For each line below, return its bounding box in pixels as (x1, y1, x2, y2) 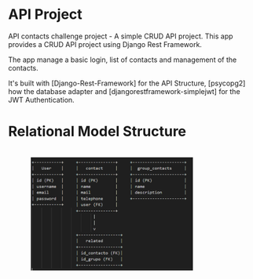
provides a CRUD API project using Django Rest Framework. (8, 39, 203, 49)
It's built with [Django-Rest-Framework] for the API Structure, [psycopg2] (8, 78, 246, 88)
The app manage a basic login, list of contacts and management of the (8, 55, 237, 64)
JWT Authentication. (8, 95, 75, 104)
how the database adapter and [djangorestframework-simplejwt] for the (8, 86, 241, 96)
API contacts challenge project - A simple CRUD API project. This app (8, 31, 233, 41)
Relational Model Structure (8, 123, 187, 140)
